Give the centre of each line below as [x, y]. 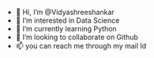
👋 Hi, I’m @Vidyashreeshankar [65, 12]
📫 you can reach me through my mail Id [81, 46]
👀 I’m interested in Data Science [68, 20]
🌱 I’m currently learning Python [66, 29]
